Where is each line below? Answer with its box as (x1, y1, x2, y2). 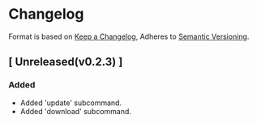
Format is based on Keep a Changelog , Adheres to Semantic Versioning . (8, 32, 250, 41)
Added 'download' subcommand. (19, 106, 132, 116)
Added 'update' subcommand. (19, 98, 122, 108)
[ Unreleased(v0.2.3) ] (8, 55, 123, 69)
